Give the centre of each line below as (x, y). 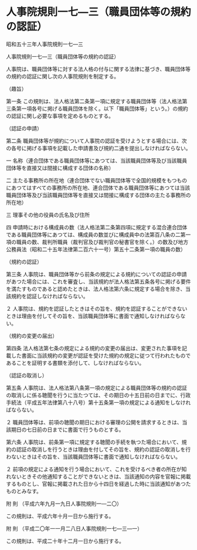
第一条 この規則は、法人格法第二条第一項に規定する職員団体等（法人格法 (94, 101)
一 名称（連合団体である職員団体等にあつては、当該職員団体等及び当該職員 (97, 160)
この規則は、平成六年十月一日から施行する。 (60, 516)
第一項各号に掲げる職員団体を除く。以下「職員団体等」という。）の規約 (102, 108)
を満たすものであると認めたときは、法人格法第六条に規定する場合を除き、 (96, 288)
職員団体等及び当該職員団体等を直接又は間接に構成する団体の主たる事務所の (98, 195)
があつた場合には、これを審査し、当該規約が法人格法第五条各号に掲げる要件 (98, 281)
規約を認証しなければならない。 (50, 296)
